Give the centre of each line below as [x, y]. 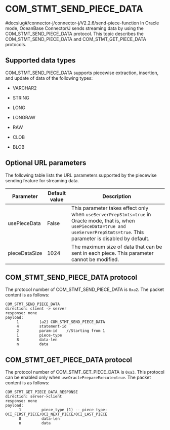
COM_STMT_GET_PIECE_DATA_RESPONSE [42, 392]
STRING [21, 97]
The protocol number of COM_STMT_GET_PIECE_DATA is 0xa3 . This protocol [85, 372]
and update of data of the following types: [49, 78]
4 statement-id [41, 326]
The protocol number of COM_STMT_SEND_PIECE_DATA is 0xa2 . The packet [85, 289]
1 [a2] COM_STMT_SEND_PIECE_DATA [61, 322]
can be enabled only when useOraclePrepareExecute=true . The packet [78, 377]
